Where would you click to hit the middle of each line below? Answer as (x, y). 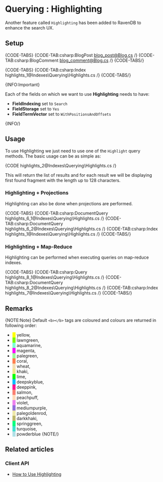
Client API (17, 463)
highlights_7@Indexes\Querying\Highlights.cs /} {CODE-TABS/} (69, 293)
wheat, (23, 366)
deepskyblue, (30, 382)
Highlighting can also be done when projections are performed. (69, 203)
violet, (23, 402)
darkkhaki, (27, 418)
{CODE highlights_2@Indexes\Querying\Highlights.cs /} (61, 165)
